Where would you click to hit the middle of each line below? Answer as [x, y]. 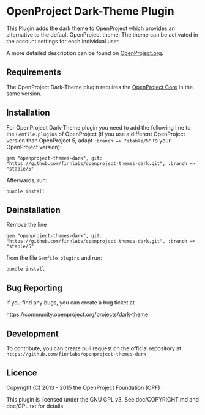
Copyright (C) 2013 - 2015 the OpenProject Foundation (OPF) [83, 387]
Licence [22, 373]
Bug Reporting [35, 288]
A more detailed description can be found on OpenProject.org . [85, 53]
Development [33, 333]
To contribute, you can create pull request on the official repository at [94, 348]
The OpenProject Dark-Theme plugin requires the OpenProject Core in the [100, 87]
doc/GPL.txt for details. [36, 406]
